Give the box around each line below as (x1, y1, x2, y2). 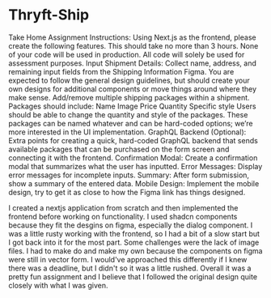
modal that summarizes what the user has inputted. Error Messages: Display (8, 161, 263, 171)
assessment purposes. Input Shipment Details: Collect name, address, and (8, 58, 257, 68)
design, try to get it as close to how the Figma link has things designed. (8, 187, 246, 197)
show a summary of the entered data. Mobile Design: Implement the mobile (8, 178, 260, 188)
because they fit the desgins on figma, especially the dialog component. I (8, 220, 253, 230)
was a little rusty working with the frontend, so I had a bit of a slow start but (8, 228, 260, 238)
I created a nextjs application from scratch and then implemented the (8, 202, 239, 212)
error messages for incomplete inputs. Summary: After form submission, (8, 170, 249, 180)
